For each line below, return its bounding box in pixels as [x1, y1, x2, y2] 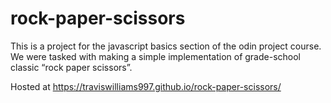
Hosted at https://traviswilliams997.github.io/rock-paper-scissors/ [10, 80, 282, 92]
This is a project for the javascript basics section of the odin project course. [10, 40, 322, 52]
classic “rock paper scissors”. [10, 61, 133, 73]
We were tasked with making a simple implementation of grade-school [10, 50, 301, 62]
